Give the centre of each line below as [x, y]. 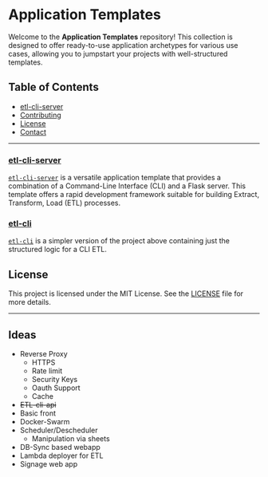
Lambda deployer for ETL [61, 455]
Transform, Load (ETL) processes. [65, 203]
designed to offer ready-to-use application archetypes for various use [123, 45]
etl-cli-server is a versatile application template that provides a [115, 178]
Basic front [37, 413]
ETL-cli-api [38, 404]
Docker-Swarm [45, 421]
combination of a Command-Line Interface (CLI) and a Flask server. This [127, 186]
